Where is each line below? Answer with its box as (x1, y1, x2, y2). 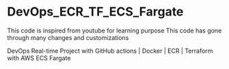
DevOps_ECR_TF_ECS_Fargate (7, 4, 184, 20)
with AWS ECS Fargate (7, 53, 71, 62)
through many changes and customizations (7, 33, 129, 41)
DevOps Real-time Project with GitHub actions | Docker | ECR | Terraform (7, 47, 213, 55)
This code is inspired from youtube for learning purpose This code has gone (7, 26, 222, 34)
